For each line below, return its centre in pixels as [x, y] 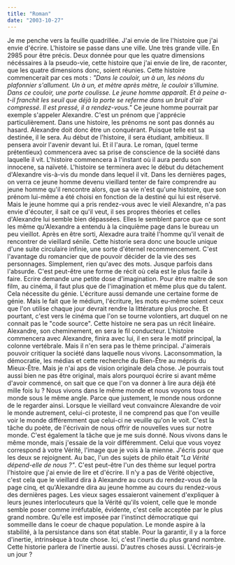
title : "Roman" [29, 14]
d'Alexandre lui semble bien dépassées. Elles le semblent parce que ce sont [116, 219]
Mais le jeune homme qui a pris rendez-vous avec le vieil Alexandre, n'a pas [117, 204]
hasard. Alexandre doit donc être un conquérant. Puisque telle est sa [106, 130]
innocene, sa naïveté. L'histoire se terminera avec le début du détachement [115, 167]
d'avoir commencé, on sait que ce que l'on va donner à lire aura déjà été [112, 383]
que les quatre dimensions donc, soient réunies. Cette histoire [97, 70]
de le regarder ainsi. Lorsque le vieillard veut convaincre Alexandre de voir [114, 405]
